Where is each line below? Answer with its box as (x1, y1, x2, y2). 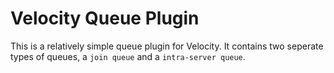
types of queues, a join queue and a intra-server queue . (10, 50, 246, 62)
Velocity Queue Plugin (10, 7, 200, 30)
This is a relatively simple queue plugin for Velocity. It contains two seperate (10, 40, 324, 52)
